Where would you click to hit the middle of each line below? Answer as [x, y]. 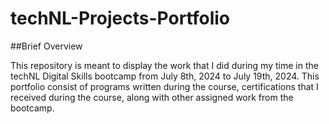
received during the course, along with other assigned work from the [152, 97]
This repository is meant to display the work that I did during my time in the [164, 65]
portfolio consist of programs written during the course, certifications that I [164, 86]
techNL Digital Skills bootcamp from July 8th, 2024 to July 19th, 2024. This [165, 76]
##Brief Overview [46, 46]
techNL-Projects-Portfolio [120, 18]
